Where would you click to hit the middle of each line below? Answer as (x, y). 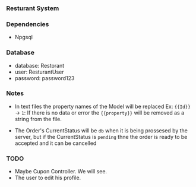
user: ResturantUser (39, 72)
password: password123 (45, 78)
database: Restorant (39, 65)
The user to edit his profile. (48, 178)
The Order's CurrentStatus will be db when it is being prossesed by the (101, 130)
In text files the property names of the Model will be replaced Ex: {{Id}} (103, 106)
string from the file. (38, 119)
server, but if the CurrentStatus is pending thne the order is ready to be (101, 137)
